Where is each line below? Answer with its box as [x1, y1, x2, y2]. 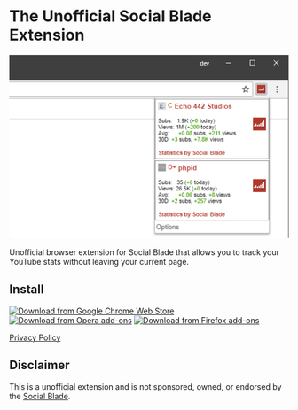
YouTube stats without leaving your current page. [9, 256, 189, 267]
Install [9, 282, 44, 298]
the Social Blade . [9, 391, 71, 401]
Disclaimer [9, 358, 70, 373]
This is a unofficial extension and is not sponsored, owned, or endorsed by [9, 381, 282, 391]
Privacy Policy [9, 332, 61, 343]
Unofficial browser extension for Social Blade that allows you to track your [9, 246, 279, 258]
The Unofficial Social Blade [9, 6, 212, 27]
